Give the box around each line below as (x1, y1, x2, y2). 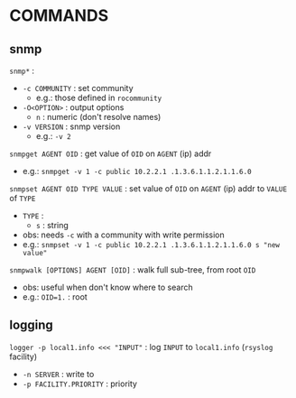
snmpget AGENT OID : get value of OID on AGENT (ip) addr (9, 148, 212, 159)
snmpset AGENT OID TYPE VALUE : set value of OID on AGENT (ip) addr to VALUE (9, 183, 287, 194)
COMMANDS (9, 5, 109, 26)
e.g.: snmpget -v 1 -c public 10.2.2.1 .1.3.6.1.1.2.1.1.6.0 (22, 166, 252, 176)
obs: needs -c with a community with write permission (22, 229, 226, 240)
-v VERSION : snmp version (22, 121, 121, 132)
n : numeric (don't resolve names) (35, 112, 162, 122)
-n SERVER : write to (22, 368, 95, 379)
